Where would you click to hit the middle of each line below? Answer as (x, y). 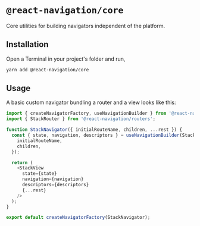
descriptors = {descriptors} (55, 185)
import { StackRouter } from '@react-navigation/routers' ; (81, 119)
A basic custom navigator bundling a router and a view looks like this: (91, 102)
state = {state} (40, 174)
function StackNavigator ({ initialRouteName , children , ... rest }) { (94, 130)
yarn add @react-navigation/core (48, 70)
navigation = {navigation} (53, 179)
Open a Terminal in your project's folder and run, (66, 59)
